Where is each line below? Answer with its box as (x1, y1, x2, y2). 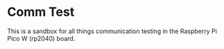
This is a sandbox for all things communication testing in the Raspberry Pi (7, 27, 217, 35)
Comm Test (7, 4, 75, 20)
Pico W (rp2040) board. (7, 34, 76, 42)
